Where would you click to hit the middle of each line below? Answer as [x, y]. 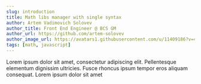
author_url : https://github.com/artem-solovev [65, 34]
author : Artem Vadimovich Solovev [49, 23]
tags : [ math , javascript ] [38, 45]
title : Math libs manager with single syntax [64, 17]
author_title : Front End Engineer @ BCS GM [61, 28]
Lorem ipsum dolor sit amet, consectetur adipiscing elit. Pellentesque [91, 62]
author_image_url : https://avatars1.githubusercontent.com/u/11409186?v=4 [101, 39]
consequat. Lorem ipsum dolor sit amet [54, 74]
